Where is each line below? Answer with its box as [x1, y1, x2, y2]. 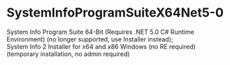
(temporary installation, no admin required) [6, 50, 130, 58]
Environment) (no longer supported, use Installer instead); [6, 35, 173, 43]
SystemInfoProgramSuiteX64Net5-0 [6, 5, 224, 21]
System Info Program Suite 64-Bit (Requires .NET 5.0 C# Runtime [6, 28, 195, 36]
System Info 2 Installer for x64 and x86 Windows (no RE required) [6, 42, 196, 50]
